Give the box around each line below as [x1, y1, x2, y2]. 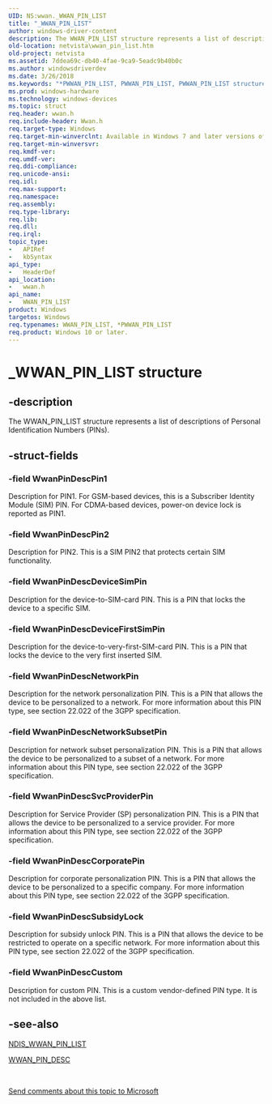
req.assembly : [8, 200, 57, 208]
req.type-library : [8, 207, 70, 215]
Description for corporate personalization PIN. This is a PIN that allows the [8, 874, 257, 884]
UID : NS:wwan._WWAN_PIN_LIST [8, 11, 107, 20]
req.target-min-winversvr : [8, 139, 100, 148]
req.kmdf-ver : [8, 147, 57, 156]
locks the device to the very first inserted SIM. [8, 650, 163, 660]
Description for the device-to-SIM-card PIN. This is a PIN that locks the [8, 595, 245, 604]
